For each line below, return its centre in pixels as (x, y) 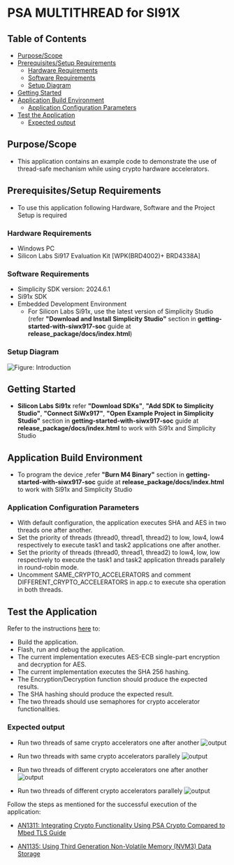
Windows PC (36, 248)
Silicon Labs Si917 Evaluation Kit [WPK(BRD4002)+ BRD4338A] (109, 255)
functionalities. (39, 709)
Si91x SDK (32, 297)
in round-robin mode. (48, 568)
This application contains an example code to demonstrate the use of (117, 161)
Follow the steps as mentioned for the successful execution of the (102, 804)
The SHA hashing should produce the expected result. (95, 694)
